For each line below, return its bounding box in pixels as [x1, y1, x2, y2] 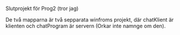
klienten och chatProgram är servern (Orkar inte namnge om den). [5, 23, 166, 29]
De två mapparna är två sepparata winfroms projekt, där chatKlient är [5, 16, 174, 23]
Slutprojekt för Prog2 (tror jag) [5, 5, 79, 12]
